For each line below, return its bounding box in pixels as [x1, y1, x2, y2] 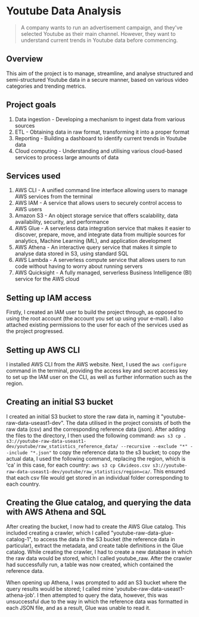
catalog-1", [6, 535, 33, 542]
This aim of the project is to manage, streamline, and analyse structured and [6, 70, 194, 77]
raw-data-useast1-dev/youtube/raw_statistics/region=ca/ [6, 468, 151, 475]
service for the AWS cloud [14, 276, 79, 283]
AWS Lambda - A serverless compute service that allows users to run [14, 257, 186, 264]
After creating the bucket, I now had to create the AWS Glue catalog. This [6, 523, 186, 530]
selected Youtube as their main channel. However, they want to [20, 30, 176, 37]
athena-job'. [6, 591, 36, 599]
